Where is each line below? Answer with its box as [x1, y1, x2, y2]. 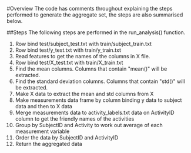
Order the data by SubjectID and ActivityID [15, 134, 119, 141]
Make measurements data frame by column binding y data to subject [15, 97, 182, 104]
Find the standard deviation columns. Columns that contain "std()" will [15, 78, 185, 85]
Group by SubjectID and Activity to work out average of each [15, 122, 163, 128]
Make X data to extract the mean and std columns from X [15, 91, 154, 97]
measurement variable [15, 128, 70, 135]
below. [6, 18, 23, 24]
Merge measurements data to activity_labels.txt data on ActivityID [15, 109, 175, 116]
